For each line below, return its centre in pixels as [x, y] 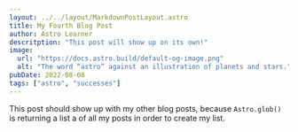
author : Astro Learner [51, 34]
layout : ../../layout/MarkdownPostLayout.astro [99, 17]
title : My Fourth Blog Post [61, 26]
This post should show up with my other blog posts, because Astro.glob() [145, 108]
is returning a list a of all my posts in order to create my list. [118, 118]
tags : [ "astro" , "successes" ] [65, 83]
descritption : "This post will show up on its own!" [109, 42]
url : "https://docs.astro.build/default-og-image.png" [121, 58]
